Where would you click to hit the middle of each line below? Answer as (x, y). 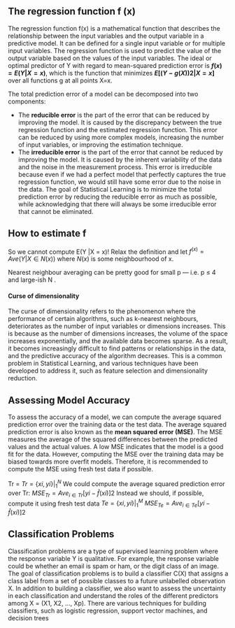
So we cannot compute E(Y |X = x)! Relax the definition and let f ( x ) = (106, 251)
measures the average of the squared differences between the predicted (113, 439)
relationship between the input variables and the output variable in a (106, 36)
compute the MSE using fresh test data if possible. (81, 469)
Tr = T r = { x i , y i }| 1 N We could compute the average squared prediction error (117, 484)
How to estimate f (47, 234)
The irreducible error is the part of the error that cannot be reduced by (120, 152)
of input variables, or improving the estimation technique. (100, 144)
